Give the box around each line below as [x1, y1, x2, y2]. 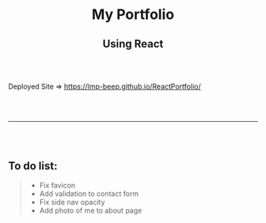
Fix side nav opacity [39, 197, 105, 206]
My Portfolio [91, 6, 175, 24]
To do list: [8, 160, 58, 173]
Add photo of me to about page [39, 206, 142, 215]
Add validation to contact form [39, 188, 139, 198]
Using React [102, 37, 164, 51]
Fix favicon [39, 180, 76, 190]
